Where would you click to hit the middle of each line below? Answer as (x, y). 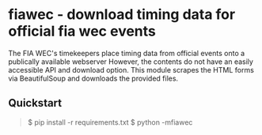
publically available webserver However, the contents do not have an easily (131, 62)
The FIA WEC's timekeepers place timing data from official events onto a (127, 53)
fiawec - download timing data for (122, 15)
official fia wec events (82, 31)
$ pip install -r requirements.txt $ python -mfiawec (110, 122)
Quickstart (35, 103)
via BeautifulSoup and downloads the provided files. (93, 78)
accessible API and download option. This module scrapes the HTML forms (131, 69)
